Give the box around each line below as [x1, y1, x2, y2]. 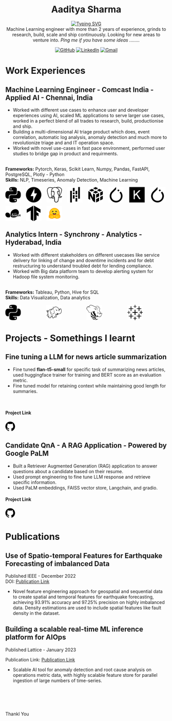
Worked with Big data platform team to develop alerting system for [12, 268, 154, 274]
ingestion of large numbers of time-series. [12, 677, 103, 684]
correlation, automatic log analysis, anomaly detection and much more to [12, 134, 167, 140]
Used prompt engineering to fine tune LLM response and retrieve [12, 474, 150, 480]
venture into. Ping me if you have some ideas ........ [32, 37, 140, 43]
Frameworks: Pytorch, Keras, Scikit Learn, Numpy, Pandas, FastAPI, [5, 166, 150, 172]
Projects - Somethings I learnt [5, 332, 135, 344]
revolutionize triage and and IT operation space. [12, 140, 114, 146]
